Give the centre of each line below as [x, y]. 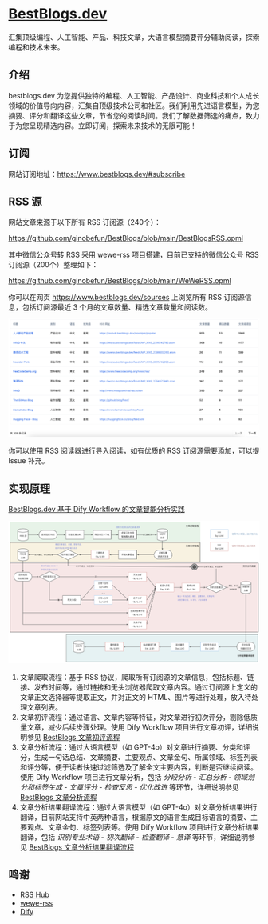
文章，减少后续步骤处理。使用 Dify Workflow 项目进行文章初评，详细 [140, 727]
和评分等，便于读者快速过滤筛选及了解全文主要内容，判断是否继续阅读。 [138, 767]
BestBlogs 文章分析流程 [58, 797]
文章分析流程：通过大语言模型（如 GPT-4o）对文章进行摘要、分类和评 [135, 747]
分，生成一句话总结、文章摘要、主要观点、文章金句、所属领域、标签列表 [138, 757]
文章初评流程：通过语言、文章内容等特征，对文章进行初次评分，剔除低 [135, 717]
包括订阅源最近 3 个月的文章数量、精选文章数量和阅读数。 [117, 307]
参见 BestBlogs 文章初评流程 [73, 737]
